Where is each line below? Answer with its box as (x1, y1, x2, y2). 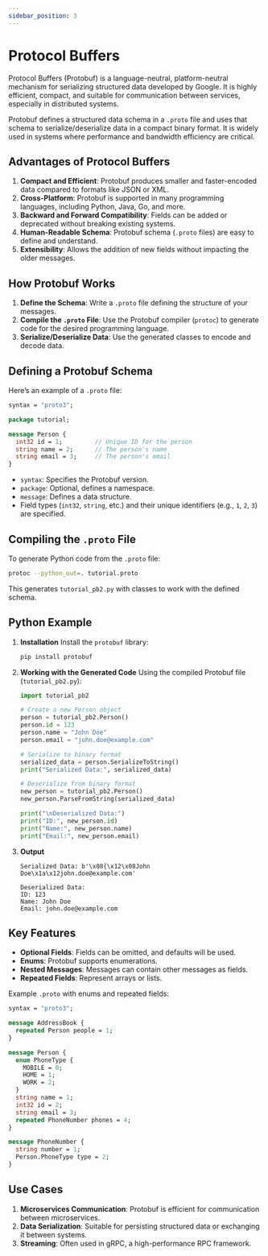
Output (19, 847, 45, 856)
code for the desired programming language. (19, 324, 169, 334)
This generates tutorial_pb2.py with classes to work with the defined (8, 583, 240, 593)
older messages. (19, 253, 76, 263)
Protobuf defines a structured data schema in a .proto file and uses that (8, 114, 248, 124)
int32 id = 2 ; (15, 1101, 63, 1109)
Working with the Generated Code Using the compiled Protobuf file (19, 667, 246, 677)
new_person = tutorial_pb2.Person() (19, 787, 143, 796)
